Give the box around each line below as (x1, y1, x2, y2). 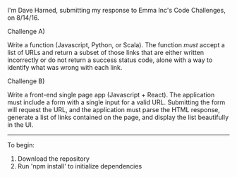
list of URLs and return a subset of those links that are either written (7, 49, 205, 56)
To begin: (7, 141, 35, 149)
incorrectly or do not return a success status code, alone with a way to (7, 56, 213, 64)
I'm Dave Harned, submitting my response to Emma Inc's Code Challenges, (7, 6, 226, 14)
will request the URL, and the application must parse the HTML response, (7, 106, 221, 114)
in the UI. (7, 121, 34, 129)
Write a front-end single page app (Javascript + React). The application (7, 91, 215, 99)
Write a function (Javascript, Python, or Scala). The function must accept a (7, 41, 226, 49)
